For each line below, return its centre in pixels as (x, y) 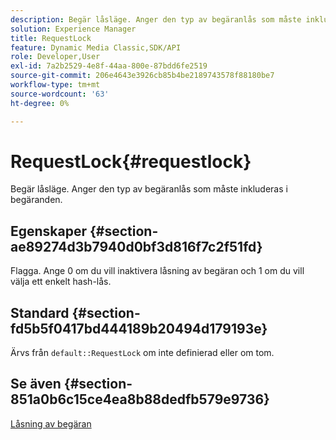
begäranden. (36, 200)
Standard (40, 312)
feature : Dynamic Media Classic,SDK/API (96, 47)
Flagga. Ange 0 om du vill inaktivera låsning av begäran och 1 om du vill (157, 271)
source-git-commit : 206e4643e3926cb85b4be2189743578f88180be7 (142, 76)
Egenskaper (49, 231)
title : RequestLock (51, 38)
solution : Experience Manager (73, 29)
